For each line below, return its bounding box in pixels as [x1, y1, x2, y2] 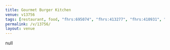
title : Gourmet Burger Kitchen [5, 7, 71, 13]
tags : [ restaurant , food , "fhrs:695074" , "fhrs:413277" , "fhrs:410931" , [5, 17, 162, 22]
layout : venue [5, 26, 35, 31]
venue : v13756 [5, 12, 35, 17]
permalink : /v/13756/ [5, 21, 51, 27]
